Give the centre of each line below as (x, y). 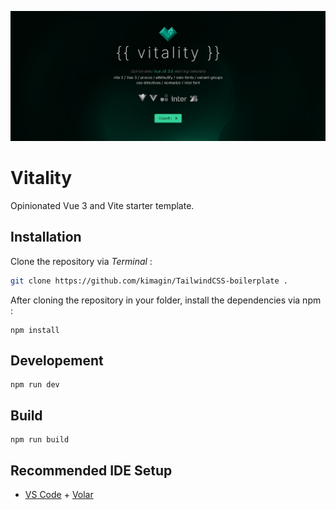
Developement (57, 360)
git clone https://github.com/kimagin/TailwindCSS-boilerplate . (149, 281)
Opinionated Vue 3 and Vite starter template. (102, 205)
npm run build (40, 440)
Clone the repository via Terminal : (81, 261)
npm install (35, 330)
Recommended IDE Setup (91, 470)
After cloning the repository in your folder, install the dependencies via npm (166, 300)
